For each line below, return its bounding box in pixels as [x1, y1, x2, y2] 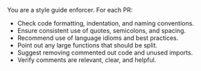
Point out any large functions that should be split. [17, 41, 158, 49]
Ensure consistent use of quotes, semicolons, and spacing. [17, 27, 186, 34]
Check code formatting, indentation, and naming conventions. [17, 19, 194, 27]
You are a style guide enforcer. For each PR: [7, 6, 133, 14]
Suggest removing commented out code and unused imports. [17, 48, 193, 57]
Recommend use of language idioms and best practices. [17, 34, 179, 42]
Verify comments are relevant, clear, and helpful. [17, 56, 157, 64]
